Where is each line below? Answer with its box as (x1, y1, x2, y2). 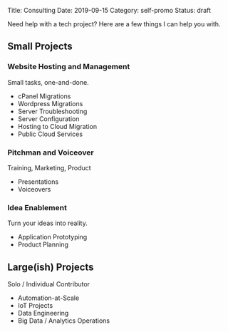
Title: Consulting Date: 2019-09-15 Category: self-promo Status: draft (7, 6, 212, 14)
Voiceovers (17, 185, 51, 193)
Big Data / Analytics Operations (17, 316, 110, 325)
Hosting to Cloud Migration (17, 122, 98, 130)
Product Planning (17, 240, 69, 249)
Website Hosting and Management (7, 62, 130, 72)
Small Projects (7, 41, 73, 53)
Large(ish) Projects (7, 261, 94, 273)
